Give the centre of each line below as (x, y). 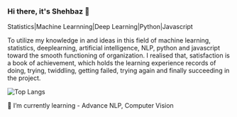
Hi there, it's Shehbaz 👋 (49, 11)
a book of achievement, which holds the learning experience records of (112, 63)
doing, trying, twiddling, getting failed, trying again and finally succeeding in (118, 71)
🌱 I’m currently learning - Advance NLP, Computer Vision (90, 106)
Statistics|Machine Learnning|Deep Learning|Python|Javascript (100, 27)
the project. (24, 78)
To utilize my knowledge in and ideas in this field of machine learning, (109, 40)
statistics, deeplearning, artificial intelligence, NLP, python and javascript (114, 48)
